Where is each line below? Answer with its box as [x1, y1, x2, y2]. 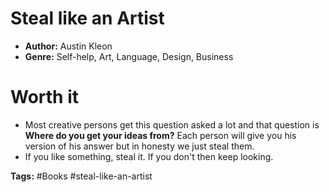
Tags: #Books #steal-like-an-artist [10, 170, 153, 182]
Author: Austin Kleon [24, 40, 113, 52]
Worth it [10, 86, 80, 109]
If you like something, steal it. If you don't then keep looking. [24, 150, 274, 162]
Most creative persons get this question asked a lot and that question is [24, 118, 320, 131]
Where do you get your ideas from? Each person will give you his [24, 129, 297, 141]
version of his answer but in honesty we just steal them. [24, 140, 255, 152]
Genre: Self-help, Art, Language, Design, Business [24, 50, 234, 62]
